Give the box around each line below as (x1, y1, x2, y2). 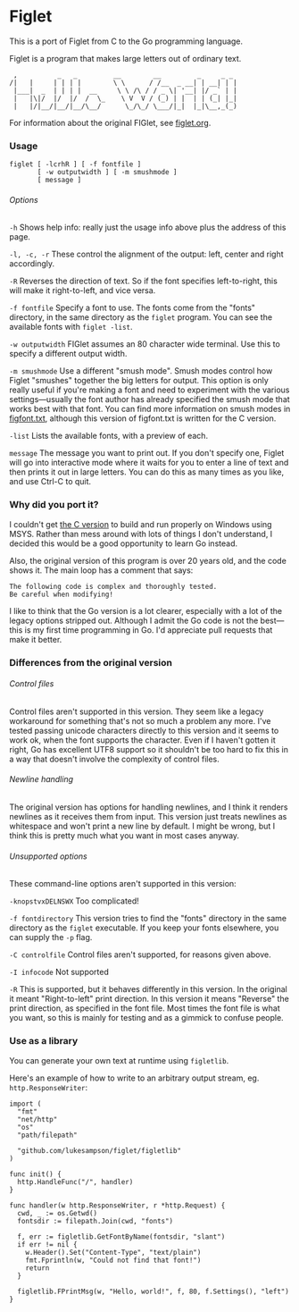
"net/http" (17, 1114, 58, 1123)
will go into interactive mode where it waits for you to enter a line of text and (9, 458, 289, 468)
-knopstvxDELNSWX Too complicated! (9, 896, 140, 906)
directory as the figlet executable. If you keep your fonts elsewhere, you (9, 922, 279, 933)
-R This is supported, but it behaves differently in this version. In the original (9, 984, 287, 995)
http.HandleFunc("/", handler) (17, 1177, 134, 1186)
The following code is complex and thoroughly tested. (9, 582, 218, 591)
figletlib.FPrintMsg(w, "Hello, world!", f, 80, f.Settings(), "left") (17, 1287, 290, 1296)
